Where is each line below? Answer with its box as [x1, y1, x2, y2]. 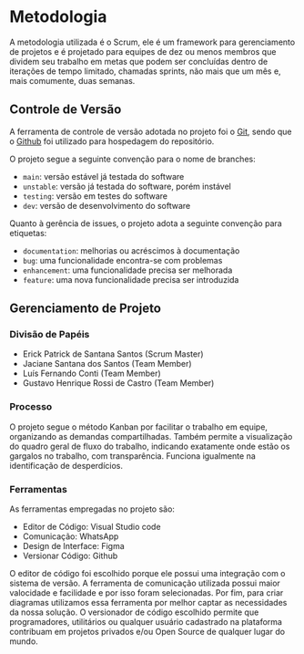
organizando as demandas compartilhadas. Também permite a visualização [9, 431, 293, 441]
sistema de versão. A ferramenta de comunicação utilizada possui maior [9, 577, 280, 589]
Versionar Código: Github [22, 550, 118, 562]
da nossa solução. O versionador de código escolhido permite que [9, 607, 259, 618]
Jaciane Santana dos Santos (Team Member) [22, 358, 193, 369]
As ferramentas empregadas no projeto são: [9, 503, 176, 514]
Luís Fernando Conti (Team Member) [22, 368, 161, 379]
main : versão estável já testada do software [22, 171, 185, 182]
